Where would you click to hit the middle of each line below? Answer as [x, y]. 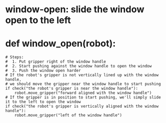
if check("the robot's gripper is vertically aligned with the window [82, 106]
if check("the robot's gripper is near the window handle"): [72, 89]
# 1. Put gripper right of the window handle [56, 62]
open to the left [38, 20]
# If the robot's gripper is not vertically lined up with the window [82, 75]
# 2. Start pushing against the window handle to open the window [79, 66]
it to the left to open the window [43, 102]
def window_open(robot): [61, 44]
